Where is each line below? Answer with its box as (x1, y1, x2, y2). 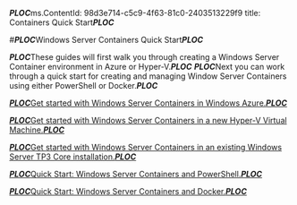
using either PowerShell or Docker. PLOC (9, 81, 158, 90)
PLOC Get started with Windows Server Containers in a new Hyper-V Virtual (9, 115, 288, 125)
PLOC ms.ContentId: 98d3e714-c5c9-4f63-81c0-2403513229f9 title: (9, 8, 261, 18)
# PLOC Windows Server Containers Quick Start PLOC (9, 35, 204, 45)
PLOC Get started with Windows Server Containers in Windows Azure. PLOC (9, 98, 288, 108)
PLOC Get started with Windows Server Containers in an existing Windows (9, 142, 283, 152)
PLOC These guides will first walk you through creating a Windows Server (9, 52, 280, 62)
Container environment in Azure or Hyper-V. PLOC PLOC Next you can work (9, 62, 285, 72)
